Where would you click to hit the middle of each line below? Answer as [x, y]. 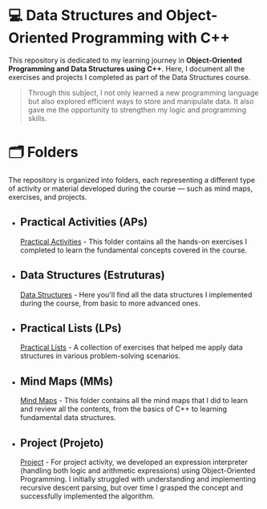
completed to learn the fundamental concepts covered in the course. [133, 250]
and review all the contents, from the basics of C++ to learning [123, 409]
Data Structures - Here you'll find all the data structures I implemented [136, 294]
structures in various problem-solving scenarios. [100, 356]
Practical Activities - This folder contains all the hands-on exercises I [133, 241]
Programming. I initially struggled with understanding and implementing [138, 479]
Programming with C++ [150, 38]
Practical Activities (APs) [84, 222]
